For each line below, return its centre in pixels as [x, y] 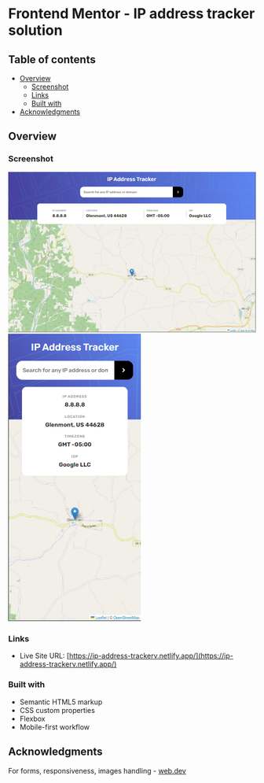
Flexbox [32, 718]
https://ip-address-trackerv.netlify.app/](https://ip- [151, 656]
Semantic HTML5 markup [61, 702]
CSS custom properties [57, 710]
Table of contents [52, 59]
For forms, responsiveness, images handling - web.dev [97, 770]
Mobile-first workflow [55, 727]
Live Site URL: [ [44, 656]
